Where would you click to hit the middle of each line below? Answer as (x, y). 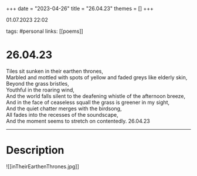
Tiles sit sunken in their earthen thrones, (55, 71)
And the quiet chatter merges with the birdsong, (64, 109)
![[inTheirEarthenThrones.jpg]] (43, 166)
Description (35, 150)
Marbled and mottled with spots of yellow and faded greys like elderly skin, (97, 77)
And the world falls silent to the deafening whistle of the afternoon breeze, (96, 96)
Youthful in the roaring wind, (40, 90)
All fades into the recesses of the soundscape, (62, 114)
